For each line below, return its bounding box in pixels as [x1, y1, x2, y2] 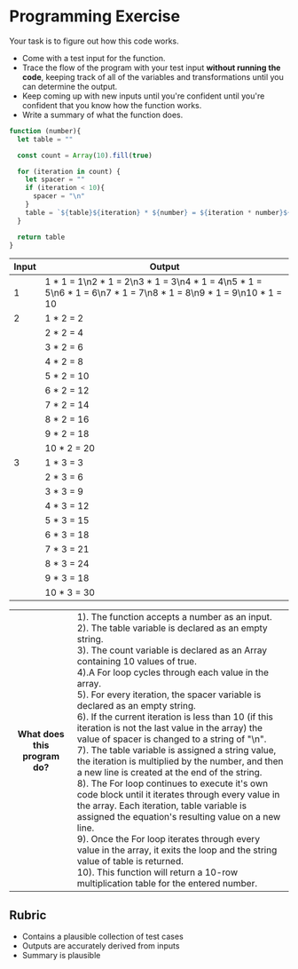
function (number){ [9, 126, 82, 135]
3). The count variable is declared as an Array [76, 644, 268, 656]
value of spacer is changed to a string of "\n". [76, 733, 267, 745]
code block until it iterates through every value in [76, 789, 280, 801]
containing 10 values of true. [76, 655, 197, 668]
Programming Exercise [9, 6, 180, 27]
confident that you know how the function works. [21, 99, 202, 110]
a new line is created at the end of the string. [76, 766, 263, 779]
